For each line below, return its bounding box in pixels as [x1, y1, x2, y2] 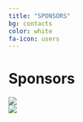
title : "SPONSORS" [8, 11, 71, 20]
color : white [8, 27, 53, 35]
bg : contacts [8, 20, 53, 28]
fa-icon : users [8, 34, 60, 43]
